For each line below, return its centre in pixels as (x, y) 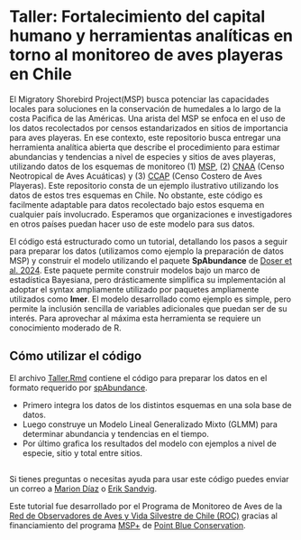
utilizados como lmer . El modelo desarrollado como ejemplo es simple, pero (150, 299)
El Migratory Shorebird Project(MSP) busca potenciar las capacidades (139, 99)
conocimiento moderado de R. (65, 328)
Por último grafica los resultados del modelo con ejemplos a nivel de (150, 443)
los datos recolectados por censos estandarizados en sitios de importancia (149, 127)
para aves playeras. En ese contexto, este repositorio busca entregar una (145, 137)
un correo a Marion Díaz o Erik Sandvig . (83, 489)
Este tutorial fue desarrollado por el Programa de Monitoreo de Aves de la (146, 507)
